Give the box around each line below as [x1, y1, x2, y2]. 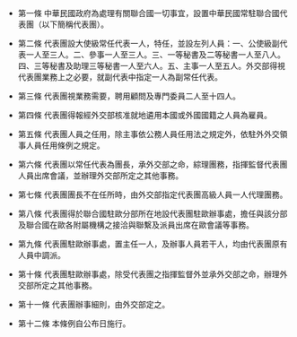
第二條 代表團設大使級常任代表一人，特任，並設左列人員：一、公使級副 [17, 39, 280, 48]
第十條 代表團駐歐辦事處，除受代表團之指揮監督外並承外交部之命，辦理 [17, 269, 280, 280]
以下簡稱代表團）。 [41, 19, 109, 30]
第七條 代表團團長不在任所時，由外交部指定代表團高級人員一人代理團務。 [17, 189, 288, 200]
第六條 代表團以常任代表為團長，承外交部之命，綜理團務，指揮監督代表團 [17, 160, 288, 169]
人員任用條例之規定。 [25, 140, 105, 151]
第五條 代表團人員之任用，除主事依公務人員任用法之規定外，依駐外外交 [17, 129, 280, 139]
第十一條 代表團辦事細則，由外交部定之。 [17, 299, 170, 309]
